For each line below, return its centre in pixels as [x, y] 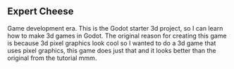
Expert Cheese [41, 11]
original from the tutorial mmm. [52, 58]
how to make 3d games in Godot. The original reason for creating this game [117, 36]
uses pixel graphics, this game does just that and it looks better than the [112, 50]
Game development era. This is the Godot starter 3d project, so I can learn [115, 28]
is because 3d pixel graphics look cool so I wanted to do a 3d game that [112, 43]
